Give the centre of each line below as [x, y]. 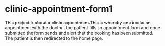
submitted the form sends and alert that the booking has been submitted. [79, 33]
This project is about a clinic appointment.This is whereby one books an [78, 23]
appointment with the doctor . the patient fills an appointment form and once [82, 27]
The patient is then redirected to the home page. [54, 38]
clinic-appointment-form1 [59, 9]
